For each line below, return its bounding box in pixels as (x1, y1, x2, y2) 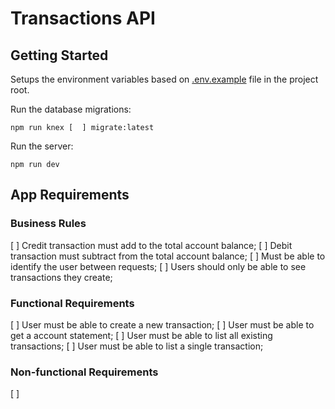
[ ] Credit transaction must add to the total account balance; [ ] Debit (10, 239, 293, 251)
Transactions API (10, 7, 156, 30)
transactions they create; (10, 271, 113, 283)
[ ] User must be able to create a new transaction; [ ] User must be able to (10, 318, 315, 331)
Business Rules (10, 217, 87, 231)
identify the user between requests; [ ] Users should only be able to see (10, 260, 307, 272)
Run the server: (10, 140, 74, 152)
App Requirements (10, 187, 130, 204)
